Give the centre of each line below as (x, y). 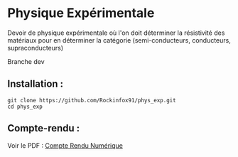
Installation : (36, 84)
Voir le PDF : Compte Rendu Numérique (65, 145)
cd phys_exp (25, 107)
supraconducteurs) (36, 48)
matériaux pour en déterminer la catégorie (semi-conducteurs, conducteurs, (119, 40)
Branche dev (26, 61)
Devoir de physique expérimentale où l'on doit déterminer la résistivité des (116, 33)
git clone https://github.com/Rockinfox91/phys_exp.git (92, 100)
